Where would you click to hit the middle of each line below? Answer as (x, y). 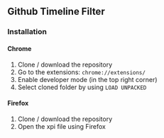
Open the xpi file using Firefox (62, 126)
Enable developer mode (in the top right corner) (87, 79)
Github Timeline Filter (56, 12)
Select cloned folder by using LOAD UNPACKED (82, 87)
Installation (27, 32)
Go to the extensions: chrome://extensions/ (81, 72)
